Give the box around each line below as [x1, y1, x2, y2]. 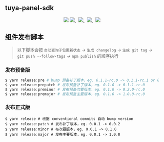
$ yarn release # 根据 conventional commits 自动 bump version [5, 116, 133, 121]
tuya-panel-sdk [5, 4, 54, 12]
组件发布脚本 [5, 33, 44, 41]
